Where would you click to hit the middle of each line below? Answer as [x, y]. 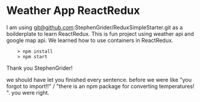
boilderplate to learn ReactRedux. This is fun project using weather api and [100, 33]
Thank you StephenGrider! [40, 68]
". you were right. [28, 92]
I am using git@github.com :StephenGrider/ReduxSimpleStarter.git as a [95, 27]
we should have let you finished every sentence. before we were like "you [99, 80]
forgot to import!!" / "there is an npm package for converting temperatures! [101, 86]
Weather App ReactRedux [73, 11]
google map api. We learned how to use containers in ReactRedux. [90, 40]
